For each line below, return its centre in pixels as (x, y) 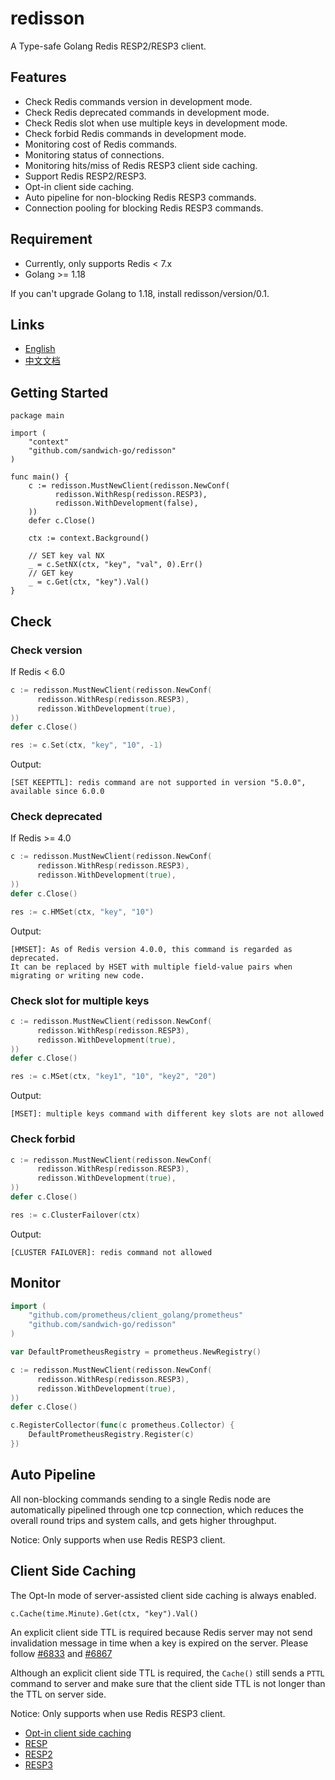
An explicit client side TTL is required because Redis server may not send (161, 1632)
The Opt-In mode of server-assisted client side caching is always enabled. (163, 1595)
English (40, 349)
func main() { (40, 477)
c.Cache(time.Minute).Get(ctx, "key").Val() (104, 1613)
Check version (46, 650)
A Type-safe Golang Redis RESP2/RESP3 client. (108, 46)
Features (38, 77)
